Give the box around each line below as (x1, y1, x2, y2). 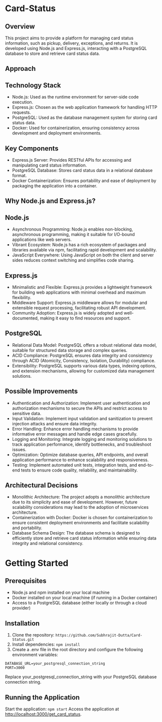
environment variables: (12, 652, 58, 658)
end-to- (138, 462, 154, 468)
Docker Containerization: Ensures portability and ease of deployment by (12, 178, 157, 184)
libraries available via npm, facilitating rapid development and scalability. (12, 247, 157, 253)
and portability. (12, 525, 43, 531)
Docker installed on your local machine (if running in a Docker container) (12, 595, 158, 601)
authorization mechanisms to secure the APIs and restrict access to (12, 405, 147, 411)
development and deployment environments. (12, 130, 102, 136)
